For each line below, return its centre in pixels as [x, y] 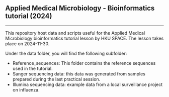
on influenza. [26, 89]
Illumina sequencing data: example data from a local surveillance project [88, 84]
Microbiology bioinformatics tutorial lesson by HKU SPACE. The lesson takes [84, 38]
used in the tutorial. [32, 68]
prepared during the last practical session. [56, 79]
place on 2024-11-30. [27, 43]
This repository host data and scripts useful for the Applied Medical [75, 33]
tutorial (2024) [29, 16]
